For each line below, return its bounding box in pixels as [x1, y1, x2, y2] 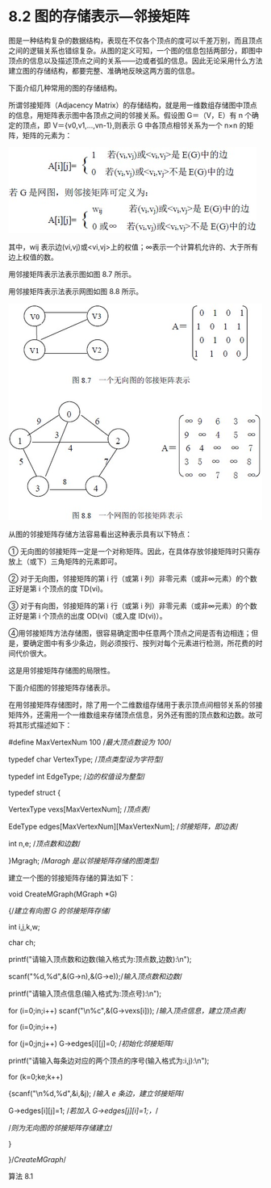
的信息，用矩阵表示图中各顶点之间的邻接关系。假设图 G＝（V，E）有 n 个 [8, 110, 252, 120]
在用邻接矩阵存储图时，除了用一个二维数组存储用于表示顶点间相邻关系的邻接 [8, 699, 263, 709]
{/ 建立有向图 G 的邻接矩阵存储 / [8, 905, 111, 915]
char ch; [8, 938, 36, 947]
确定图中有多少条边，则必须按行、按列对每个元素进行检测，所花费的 [29, 638, 256, 648]
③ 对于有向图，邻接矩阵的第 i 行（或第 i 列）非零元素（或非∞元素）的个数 [8, 601, 258, 611]
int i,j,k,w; [8, 921, 40, 931]
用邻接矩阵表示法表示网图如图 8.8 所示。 [8, 286, 144, 296]
